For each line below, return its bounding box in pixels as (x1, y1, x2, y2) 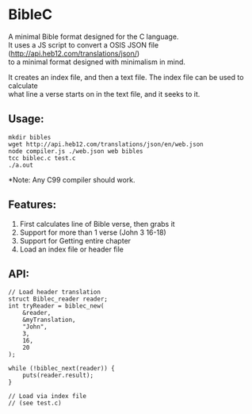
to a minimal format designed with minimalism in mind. (8, 57, 186, 67)
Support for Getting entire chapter (19, 236, 132, 245)
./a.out (8, 161, 34, 169)
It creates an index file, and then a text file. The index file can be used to (8, 72, 244, 82)
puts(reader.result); (22, 371, 94, 380)
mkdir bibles (8, 133, 52, 141)
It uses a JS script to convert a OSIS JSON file (8, 40, 159, 49)
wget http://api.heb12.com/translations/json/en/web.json (8, 140, 204, 148)
